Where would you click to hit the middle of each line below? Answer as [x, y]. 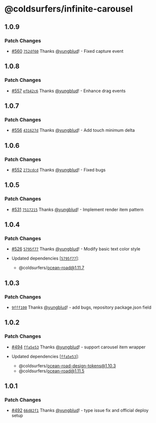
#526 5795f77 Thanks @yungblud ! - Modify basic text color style [76, 249]
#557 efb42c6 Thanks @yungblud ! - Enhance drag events [69, 91]
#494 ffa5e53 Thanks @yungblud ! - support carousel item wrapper [78, 347]
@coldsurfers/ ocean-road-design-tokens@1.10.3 [67, 366]
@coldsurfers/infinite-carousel [69, 9]
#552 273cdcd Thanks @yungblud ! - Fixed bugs [58, 170]
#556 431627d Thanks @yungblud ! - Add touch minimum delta [73, 130]
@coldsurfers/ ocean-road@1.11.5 [52, 371]
